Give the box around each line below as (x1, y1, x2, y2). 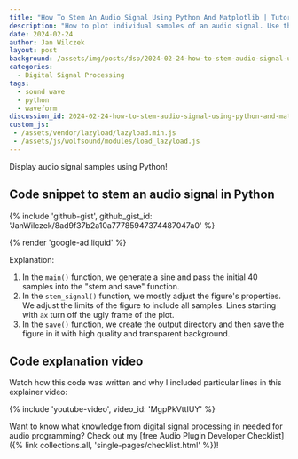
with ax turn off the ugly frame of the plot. (21, 309, 175, 320)
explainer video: (9, 387, 68, 398)
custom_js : (9, 121, 50, 130)
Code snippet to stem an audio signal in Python (9, 187, 275, 202)
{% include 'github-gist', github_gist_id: (9, 210, 153, 221)
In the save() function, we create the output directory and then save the (21, 319, 285, 329)
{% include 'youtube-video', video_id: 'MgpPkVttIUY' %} (9, 404, 216, 415)
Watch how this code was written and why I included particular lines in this (9, 377, 282, 388)
